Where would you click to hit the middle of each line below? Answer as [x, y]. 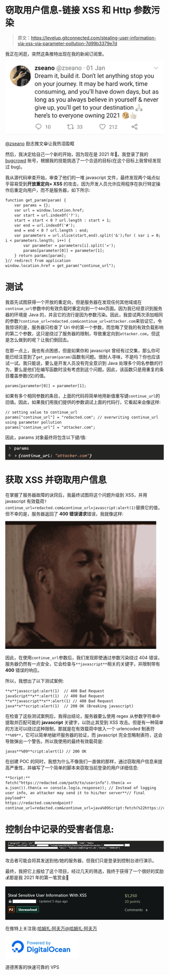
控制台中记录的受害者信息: [60, 829]
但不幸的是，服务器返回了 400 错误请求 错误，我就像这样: [64, 513]
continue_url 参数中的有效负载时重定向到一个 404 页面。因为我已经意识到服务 [84, 308]
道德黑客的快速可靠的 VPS [32, 967]
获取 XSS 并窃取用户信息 [56, 480]
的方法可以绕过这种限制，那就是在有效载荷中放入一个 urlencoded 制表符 [80, 728]
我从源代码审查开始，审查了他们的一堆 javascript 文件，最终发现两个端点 [80, 177]
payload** [16, 798]
